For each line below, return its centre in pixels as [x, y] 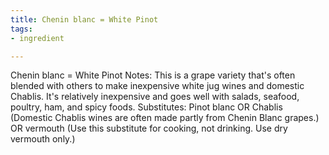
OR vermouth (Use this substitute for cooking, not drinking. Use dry [149, 128]
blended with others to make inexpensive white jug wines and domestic [157, 86]
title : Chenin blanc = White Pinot [84, 19]
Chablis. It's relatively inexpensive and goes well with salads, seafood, [155, 97]
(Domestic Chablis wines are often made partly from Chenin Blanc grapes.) [165, 118]
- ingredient [37, 38]
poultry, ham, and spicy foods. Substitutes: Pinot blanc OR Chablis [146, 107]
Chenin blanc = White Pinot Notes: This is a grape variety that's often [153, 75]
